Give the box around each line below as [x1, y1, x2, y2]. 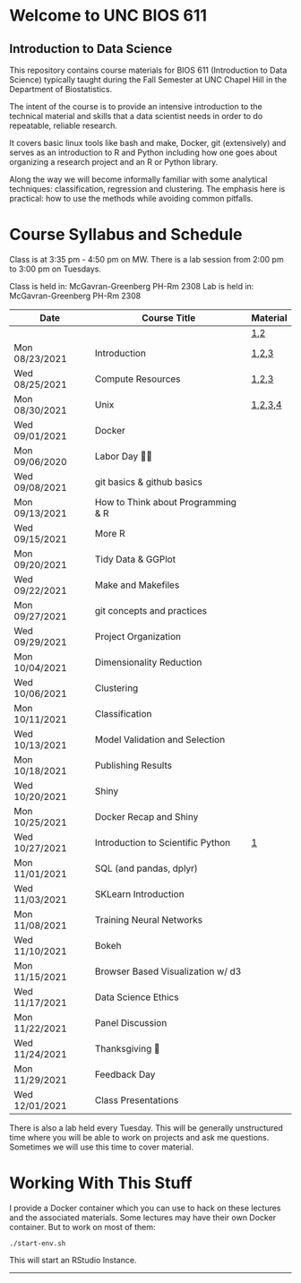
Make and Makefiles [94, 579, 180, 591]
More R [94, 527, 125, 539]
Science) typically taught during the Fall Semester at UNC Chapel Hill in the [9, 74, 288, 85]
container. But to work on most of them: [9, 1221, 156, 1232]
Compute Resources [94, 373, 181, 385]
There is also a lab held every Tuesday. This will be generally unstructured [9, 1122, 284, 1133]
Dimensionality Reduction [94, 656, 202, 668]
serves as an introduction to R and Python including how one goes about [9, 147, 278, 158]
